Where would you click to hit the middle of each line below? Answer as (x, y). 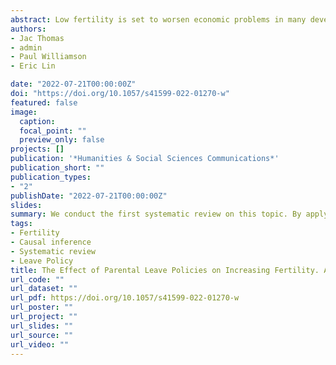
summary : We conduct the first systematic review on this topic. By (156, 214)
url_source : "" (42, 335)
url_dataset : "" (44, 289)
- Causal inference (51, 242)
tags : (21, 224)
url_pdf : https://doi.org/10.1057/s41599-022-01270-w (125, 298)
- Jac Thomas (37, 38)
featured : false (44, 102)
